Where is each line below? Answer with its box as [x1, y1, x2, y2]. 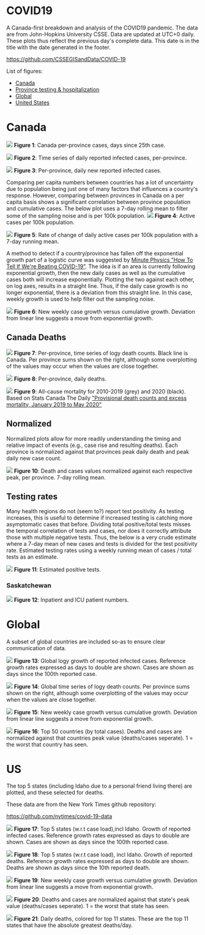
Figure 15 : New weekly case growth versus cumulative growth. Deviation [13, 708, 198, 716]
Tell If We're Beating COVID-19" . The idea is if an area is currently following [6, 262, 196, 270]
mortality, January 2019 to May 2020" [6, 400, 102, 408]
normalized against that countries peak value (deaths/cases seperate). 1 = [6, 734, 193, 742]
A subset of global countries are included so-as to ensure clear [6, 638, 166, 645]
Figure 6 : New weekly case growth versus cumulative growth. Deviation [13, 308, 195, 315]
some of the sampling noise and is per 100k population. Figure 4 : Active [6, 212, 196, 219]
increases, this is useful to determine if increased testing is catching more [6, 514, 193, 522]
